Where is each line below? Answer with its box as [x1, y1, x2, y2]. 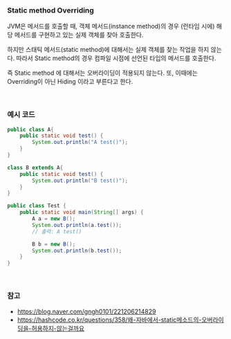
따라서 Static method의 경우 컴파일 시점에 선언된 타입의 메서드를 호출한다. [16, 54, 216, 62]
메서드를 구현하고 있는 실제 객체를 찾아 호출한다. [14, 30, 144, 39]
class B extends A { [7, 164, 64, 171]
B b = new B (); [32, 241, 76, 248]
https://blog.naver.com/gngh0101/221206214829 [17, 307, 156, 315]
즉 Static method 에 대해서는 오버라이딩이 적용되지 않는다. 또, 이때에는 [7, 68, 198, 77]
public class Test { [7, 203, 67, 210]
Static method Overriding [7, 6, 95, 15]
